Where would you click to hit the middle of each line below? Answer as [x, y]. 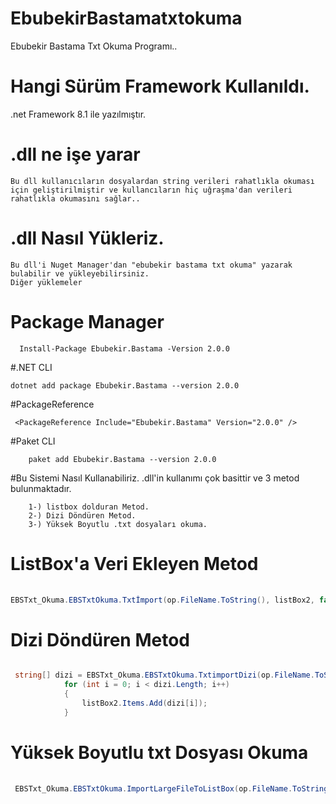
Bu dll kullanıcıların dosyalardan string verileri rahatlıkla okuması [162, 181]
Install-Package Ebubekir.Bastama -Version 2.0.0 [124, 348]
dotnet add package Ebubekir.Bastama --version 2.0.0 [125, 385]
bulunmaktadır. [41, 488]
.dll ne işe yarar [75, 154]
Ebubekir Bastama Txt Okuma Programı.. [94, 46]
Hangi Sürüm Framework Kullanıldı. [160, 86]
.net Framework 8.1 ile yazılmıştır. [78, 114]
